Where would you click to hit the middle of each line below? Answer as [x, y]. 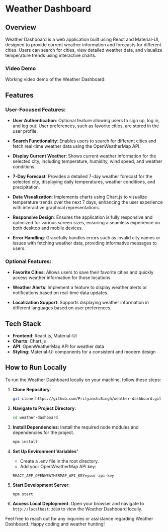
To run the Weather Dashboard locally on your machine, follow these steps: [83, 380]
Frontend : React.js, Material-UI [45, 336]
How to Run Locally [36, 368]
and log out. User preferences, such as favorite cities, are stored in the [86, 126]
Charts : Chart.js [29, 341]
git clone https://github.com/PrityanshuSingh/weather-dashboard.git [87, 398]
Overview [21, 27]
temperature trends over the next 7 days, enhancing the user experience [88, 202]
